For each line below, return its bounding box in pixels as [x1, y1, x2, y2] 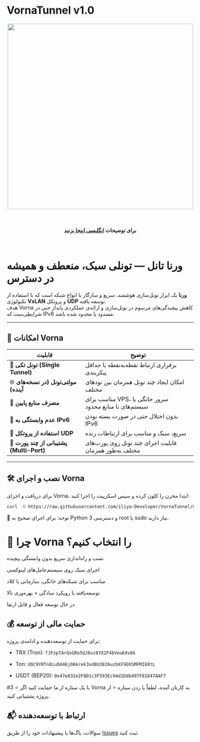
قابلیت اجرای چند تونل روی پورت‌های [85, 438, 177, 447]
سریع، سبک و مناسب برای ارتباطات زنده [85, 429, 186, 437]
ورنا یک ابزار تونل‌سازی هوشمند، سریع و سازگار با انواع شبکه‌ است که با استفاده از [7, 291, 187, 298]
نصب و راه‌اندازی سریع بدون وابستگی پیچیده [7, 555, 104, 562]
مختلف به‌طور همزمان [85, 446, 141, 454]
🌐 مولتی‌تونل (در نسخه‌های [9, 378, 77, 386]
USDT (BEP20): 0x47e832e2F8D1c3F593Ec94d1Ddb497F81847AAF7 [15, 672, 166, 679]
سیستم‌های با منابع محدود [85, 402, 148, 411]
